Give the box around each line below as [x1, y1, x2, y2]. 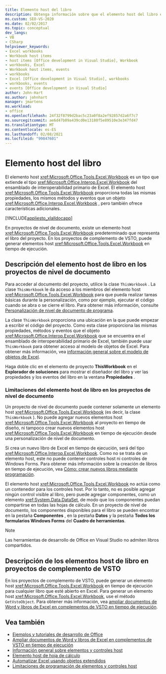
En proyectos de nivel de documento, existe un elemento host [5, 225, 131, 231]
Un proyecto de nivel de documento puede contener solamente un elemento [5, 404, 161, 410]
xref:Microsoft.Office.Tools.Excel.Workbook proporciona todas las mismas [5, 190, 156, 196]
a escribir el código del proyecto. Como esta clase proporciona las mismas [5, 322, 157, 328]
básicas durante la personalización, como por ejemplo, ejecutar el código [5, 297, 155, 303]
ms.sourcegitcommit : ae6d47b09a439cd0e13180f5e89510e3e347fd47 [5, 117, 138, 123]
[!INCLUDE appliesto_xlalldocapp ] [5, 215, 73, 221]
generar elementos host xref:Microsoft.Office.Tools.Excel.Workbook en [5, 241, 150, 247]
